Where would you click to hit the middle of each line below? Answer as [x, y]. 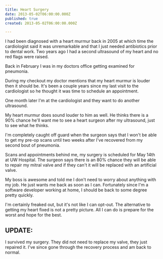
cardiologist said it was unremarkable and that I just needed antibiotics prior [81, 46]
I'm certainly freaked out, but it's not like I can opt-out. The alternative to [78, 204]
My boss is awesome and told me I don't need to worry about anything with [81, 180]
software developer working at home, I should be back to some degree [76, 190]
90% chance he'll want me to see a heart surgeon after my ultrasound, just [80, 120]
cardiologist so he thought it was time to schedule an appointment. [72, 91]
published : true [21, 18]
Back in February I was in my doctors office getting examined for [70, 66]
